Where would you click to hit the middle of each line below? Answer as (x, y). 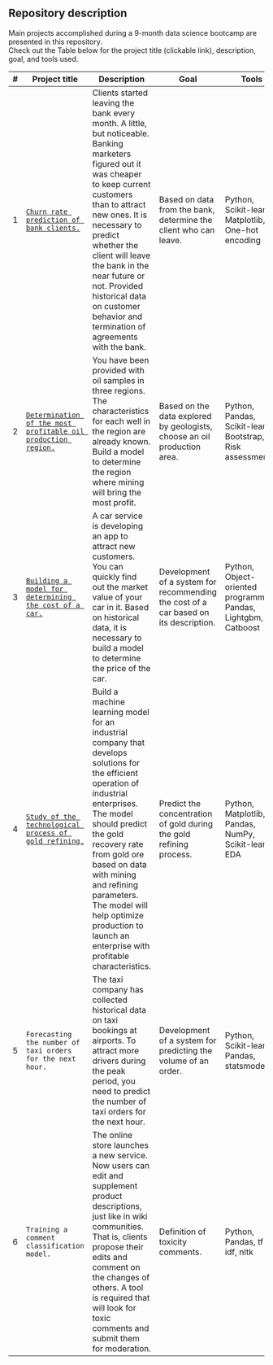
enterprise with (121, 945)
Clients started (120, 93)
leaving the (113, 102)
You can (108, 566)
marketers (112, 154)
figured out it (117, 164)
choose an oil (184, 436)
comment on (116, 1267)
